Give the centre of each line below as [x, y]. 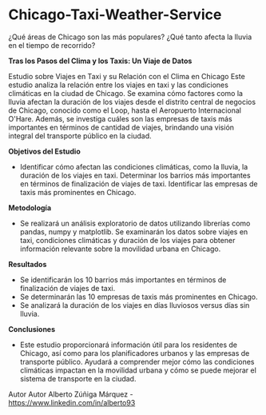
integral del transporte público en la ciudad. [80, 136]
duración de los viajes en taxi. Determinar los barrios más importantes [135, 175]
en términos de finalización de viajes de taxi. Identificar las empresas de [139, 184]
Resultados [28, 264]
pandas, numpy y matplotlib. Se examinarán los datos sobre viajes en [134, 231]
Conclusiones [32, 329]
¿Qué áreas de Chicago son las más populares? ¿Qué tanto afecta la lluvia [130, 37]
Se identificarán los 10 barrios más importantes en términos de [123, 279]
